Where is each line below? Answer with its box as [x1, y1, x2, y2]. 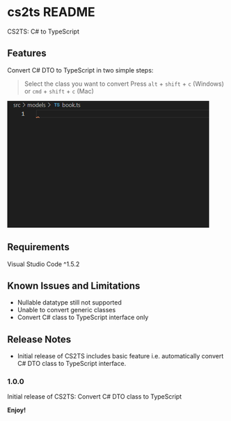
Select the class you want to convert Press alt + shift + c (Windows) [24, 79, 225, 88]
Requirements [7, 241, 70, 253]
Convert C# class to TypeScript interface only [17, 313, 149, 321]
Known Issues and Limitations [7, 280, 141, 291]
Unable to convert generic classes [17, 306, 116, 314]
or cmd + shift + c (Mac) [24, 86, 94, 95]
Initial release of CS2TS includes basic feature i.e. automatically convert [17, 352, 224, 360]
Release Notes [7, 333, 72, 345]
